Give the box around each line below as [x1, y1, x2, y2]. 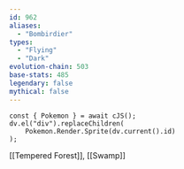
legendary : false [9, 79, 73, 88]
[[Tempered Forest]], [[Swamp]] [9, 150, 126, 160]
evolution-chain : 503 [9, 63, 89, 72]
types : [9, 37, 34, 47]
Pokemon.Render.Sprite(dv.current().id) [25, 127, 176, 135]
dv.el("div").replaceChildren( [9, 119, 125, 128]
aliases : [9, 21, 42, 30]
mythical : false [9, 87, 69, 96]
